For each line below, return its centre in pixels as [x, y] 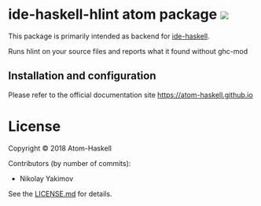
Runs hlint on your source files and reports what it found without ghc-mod [128, 51]
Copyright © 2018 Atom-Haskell [60, 148]
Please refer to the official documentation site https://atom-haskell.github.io [130, 95]
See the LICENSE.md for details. [60, 193]
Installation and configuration [82, 76]
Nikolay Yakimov [46, 179]
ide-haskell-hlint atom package [113, 14]
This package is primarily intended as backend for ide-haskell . [109, 36]
